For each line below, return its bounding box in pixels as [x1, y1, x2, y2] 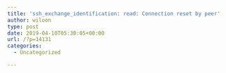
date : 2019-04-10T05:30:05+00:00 [7, 29, 105, 37]
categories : [7, 42, 42, 49]
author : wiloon [7, 17, 52, 24]
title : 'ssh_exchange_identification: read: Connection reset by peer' [7, 10, 220, 17]
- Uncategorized [13, 49, 61, 56]
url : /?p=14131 [7, 36, 52, 43]
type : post [7, 23, 39, 30]
